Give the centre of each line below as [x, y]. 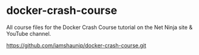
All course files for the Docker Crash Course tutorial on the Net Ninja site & [99, 27]
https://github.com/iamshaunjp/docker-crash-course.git [76, 45]
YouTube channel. [29, 33]
